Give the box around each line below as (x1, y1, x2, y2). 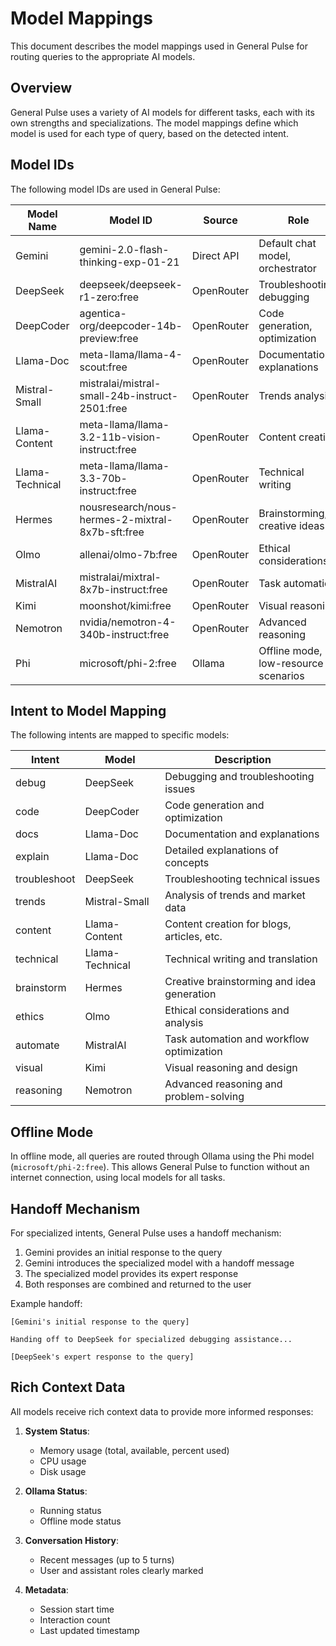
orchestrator (258, 261, 317, 275)
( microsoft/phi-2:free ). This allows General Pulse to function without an (10, 1161, 310, 1173)
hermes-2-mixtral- (79, 512, 173, 526)
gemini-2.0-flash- (79, 242, 170, 256)
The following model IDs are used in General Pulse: (10, 183, 221, 195)
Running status (39, 1504, 102, 1516)
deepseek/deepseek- (79, 277, 183, 291)
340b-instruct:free (79, 627, 170, 641)
